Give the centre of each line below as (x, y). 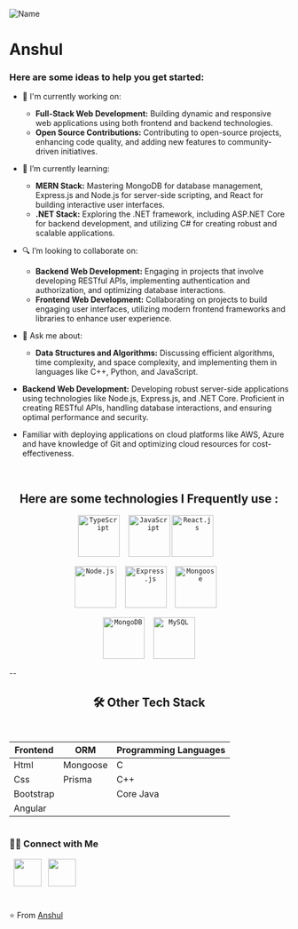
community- (250, 142)
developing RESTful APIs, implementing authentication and (143, 281)
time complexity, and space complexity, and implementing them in (156, 362)
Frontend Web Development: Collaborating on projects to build (151, 300)
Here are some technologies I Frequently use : (149, 499)
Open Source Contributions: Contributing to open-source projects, (158, 132)
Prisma (78, 780)
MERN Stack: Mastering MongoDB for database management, (149, 186)
